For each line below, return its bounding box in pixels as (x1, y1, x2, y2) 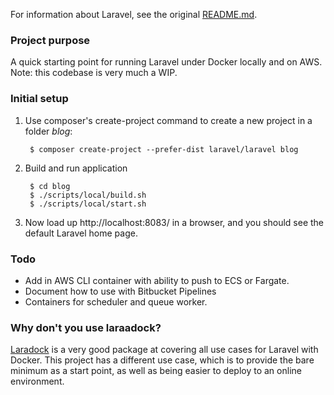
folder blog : (24, 125, 73, 137)
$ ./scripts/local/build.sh (29, 190, 147, 200)
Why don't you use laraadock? (10, 320, 162, 334)
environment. (10, 375, 65, 388)
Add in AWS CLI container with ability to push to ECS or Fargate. (24, 274, 290, 286)
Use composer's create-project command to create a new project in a (24, 114, 313, 126)
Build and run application (24, 162, 128, 174)
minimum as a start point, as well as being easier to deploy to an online (10, 365, 302, 377)
